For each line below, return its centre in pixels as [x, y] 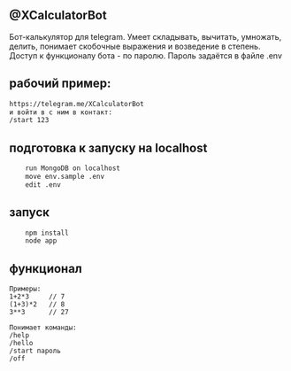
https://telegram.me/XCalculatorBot [77, 104]
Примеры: [25, 289]
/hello [21, 344]
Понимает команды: [43, 328]
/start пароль [35, 351]
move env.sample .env [65, 176]
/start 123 [29, 120]
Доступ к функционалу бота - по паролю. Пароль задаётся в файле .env [146, 55]
